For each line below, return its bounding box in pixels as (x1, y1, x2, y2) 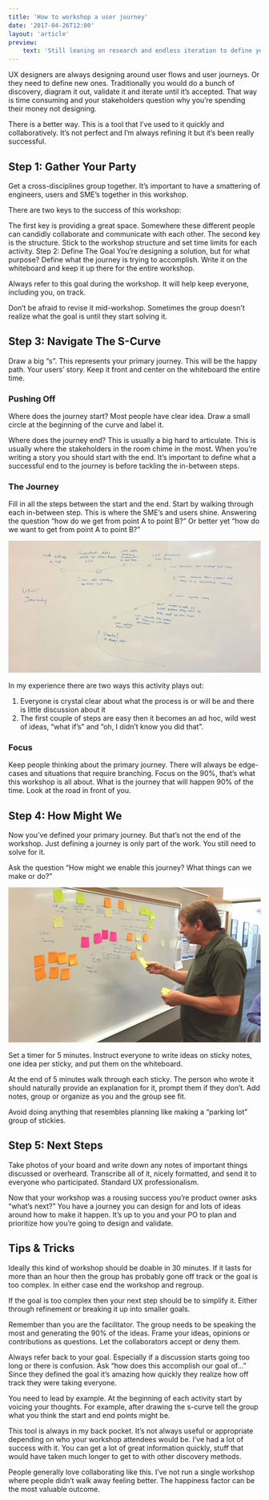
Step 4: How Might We (8, 809, 122, 823)
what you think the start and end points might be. (8, 1410, 171, 1420)
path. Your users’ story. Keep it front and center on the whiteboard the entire (8, 364, 260, 374)
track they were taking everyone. (8, 1377, 118, 1388)
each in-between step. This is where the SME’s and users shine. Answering (8, 508, 257, 518)
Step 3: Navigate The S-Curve (8, 335, 162, 348)
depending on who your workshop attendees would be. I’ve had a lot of (8, 1434, 244, 1444)
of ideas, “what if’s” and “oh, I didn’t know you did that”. (19, 722, 204, 732)
